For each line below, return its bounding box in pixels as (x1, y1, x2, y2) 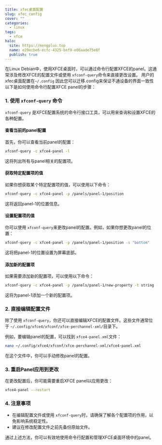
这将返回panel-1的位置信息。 (5, 200, 62, 206)
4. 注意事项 (5, 400, 31, 407)
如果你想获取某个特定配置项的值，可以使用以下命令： (5, 182, 111, 187)
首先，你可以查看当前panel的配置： (5, 139, 76, 145)
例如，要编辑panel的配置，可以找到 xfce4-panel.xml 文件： (5, 334, 121, 339)
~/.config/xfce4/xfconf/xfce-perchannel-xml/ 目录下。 (10, 323, 121, 329)
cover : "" (5, 16, 25, 21)
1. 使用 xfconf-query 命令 (5, 97, 63, 104)
